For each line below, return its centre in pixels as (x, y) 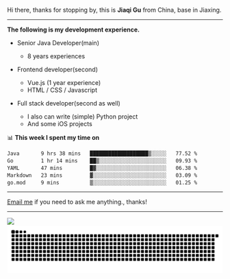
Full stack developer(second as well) (69, 103)
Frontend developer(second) (57, 69)
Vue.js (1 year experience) (64, 83)
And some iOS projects (60, 124)
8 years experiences (56, 56)
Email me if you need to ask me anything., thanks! (77, 202)
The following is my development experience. (74, 29)
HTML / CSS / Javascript (62, 90)
